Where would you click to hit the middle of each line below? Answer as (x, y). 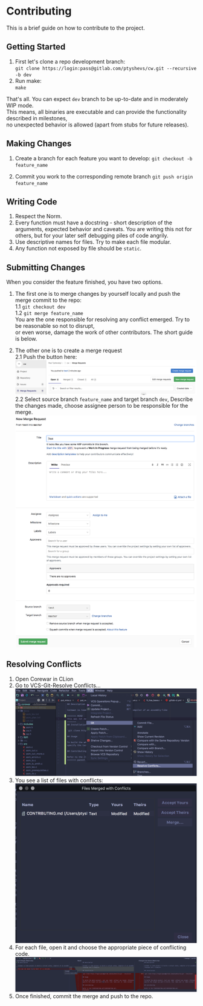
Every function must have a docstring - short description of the (94, 223)
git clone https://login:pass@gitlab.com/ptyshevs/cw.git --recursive (106, 68)
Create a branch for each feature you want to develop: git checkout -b (104, 158)
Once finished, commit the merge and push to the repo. (84, 996)
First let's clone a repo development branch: (70, 61)
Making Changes (39, 144)
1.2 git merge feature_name (49, 313)
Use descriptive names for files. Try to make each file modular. (93, 242)
